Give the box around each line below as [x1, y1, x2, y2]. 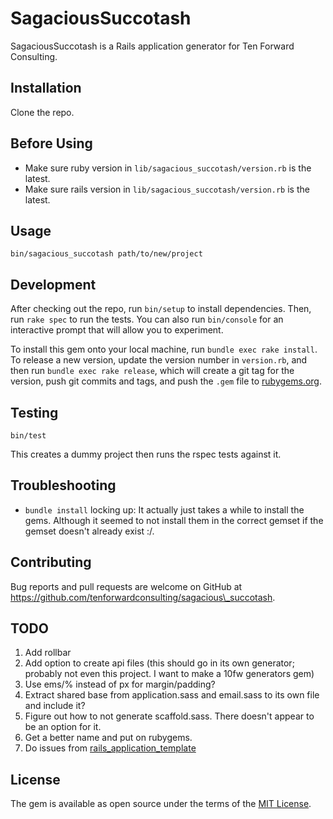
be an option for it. [24, 721, 102, 733]
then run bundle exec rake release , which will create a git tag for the [10, 365, 295, 377]
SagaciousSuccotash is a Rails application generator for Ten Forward [10, 40, 295, 52]
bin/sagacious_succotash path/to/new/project [10, 249, 203, 259]
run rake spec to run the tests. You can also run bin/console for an [10, 313, 284, 326]
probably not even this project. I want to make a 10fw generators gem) [24, 668, 315, 680]
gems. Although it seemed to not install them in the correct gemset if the [24, 514, 324, 526]
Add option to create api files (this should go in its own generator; [24, 657, 295, 669]
